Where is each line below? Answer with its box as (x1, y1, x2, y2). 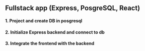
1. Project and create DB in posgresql (5, 17, 83, 24)
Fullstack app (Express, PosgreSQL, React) (5, 4, 141, 12)
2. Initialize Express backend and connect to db (5, 29, 105, 35)
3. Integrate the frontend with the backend (5, 41, 94, 47)
